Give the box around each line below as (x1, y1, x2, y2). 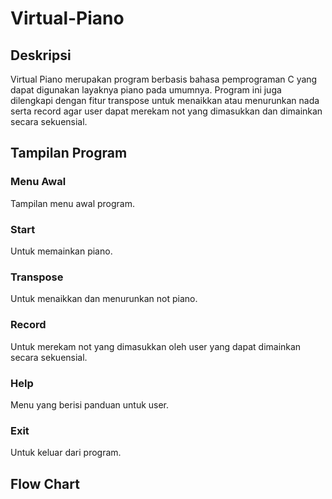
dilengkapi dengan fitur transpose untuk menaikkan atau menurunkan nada (10, 95, 320, 106)
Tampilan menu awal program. (10, 197, 136, 209)
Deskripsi (10, 47, 72, 64)
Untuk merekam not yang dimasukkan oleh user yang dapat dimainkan (10, 340, 302, 352)
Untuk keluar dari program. (10, 447, 122, 459)
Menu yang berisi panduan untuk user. (10, 398, 170, 411)
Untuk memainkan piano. (10, 245, 113, 257)
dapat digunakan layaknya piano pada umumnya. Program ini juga (10, 84, 282, 96)
